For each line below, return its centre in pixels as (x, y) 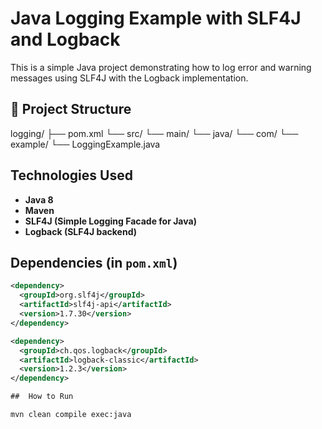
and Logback (65, 39)
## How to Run (42, 397)
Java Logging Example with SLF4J (156, 18)
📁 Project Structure (71, 109)
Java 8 (39, 199)
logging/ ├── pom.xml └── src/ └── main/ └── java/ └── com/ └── (154, 133)
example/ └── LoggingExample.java (85, 144)
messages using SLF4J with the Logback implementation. (129, 78)
